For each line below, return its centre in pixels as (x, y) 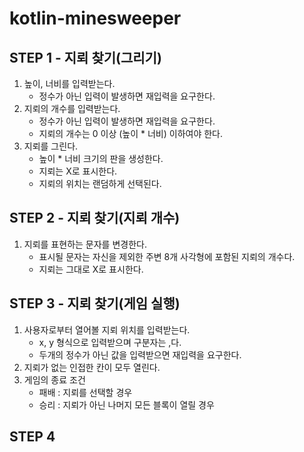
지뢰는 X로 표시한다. (78, 171)
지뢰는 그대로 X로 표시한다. (91, 269)
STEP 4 (32, 437)
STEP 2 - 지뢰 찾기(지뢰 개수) (95, 218)
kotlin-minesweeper (95, 18)
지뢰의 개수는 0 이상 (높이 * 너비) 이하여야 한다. (131, 133)
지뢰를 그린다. (51, 146)
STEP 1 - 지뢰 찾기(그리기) (85, 57)
